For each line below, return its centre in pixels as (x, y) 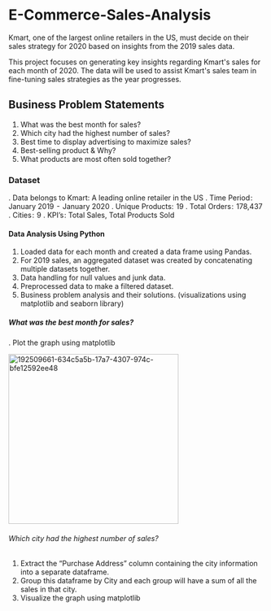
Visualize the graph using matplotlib (80, 598)
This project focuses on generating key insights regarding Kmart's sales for (135, 62)
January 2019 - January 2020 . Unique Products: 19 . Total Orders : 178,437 (135, 207)
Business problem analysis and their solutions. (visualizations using (133, 295)
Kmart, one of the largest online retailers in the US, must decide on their (129, 37)
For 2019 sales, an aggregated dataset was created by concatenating (136, 260)
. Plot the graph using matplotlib (62, 343)
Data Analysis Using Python (57, 233)
